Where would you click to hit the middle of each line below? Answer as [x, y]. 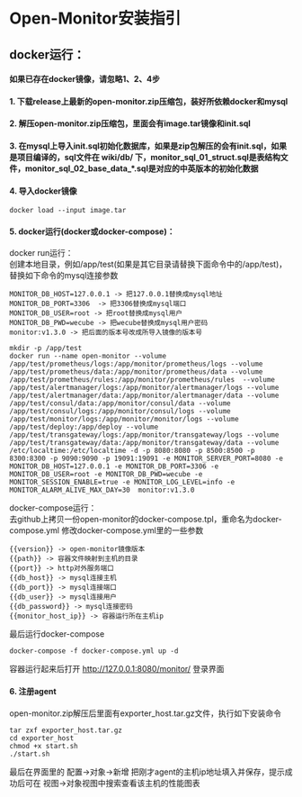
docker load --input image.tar [68, 211]
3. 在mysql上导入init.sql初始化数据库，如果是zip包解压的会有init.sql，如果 [148, 146]
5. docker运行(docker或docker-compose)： [92, 231]
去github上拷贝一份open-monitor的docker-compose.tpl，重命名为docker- [146, 520]
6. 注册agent [33, 691]
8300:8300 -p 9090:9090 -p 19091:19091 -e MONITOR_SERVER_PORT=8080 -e [146, 459]
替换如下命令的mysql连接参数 [64, 276]
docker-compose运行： [53, 508]
